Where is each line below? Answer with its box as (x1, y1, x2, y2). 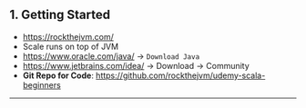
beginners (22, 79, 61, 90)
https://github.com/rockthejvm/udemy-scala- (95, 70, 266, 81)
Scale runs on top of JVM (22, 41, 119, 52)
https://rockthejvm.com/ (22, 31, 114, 42)
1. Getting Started (9, 7, 111, 23)
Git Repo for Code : (22, 70, 94, 81)
